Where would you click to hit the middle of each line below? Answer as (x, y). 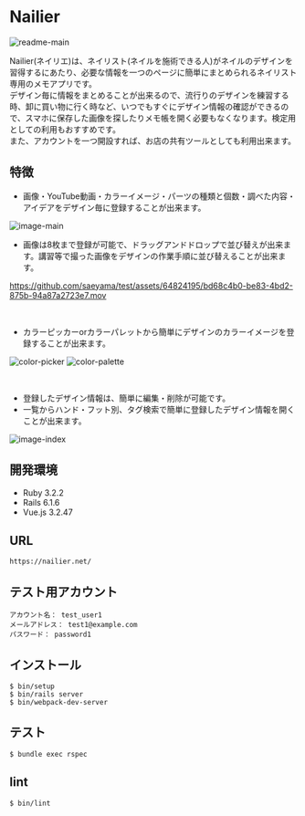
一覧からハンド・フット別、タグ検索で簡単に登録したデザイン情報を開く (158, 409)
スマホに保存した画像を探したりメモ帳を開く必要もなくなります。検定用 (161, 118)
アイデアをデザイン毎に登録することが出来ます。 (114, 207)
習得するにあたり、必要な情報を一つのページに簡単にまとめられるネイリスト (153, 72)
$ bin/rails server (47, 695)
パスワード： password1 (50, 635)
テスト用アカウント (63, 592)
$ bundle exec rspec (49, 754)
